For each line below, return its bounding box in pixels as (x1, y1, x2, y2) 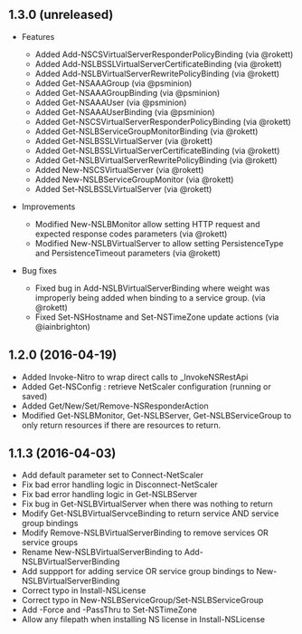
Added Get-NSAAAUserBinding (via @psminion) (34, 106, 215, 117)
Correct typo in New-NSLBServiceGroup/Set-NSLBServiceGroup (21, 595, 264, 606)
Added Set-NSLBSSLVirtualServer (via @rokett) (34, 183, 212, 194)
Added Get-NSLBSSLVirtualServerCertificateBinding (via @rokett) (34, 145, 280, 156)
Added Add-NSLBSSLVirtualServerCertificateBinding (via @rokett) (34, 58, 282, 69)
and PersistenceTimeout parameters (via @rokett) (34, 247, 221, 258)
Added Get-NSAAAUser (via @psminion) (34, 97, 187, 108)
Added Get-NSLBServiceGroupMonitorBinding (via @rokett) (34, 126, 259, 137)
